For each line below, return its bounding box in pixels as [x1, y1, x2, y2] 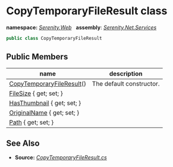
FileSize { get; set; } [9, 89, 64, 97]
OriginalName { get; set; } [9, 108, 80, 116]
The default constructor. [92, 79, 160, 87]
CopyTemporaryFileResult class [6, 4, 168, 18]
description [109, 70, 143, 78]
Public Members [6, 52, 68, 62]
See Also [6, 138, 40, 149]
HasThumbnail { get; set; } [9, 99, 81, 107]
